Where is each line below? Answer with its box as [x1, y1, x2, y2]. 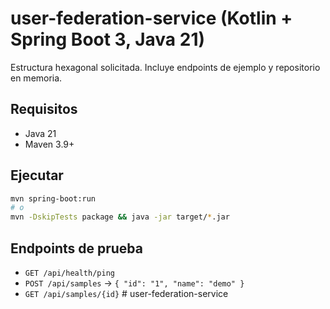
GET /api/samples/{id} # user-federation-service [24, 288, 229, 299]
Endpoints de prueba [10, 240, 143, 257]
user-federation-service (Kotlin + [10, 7, 293, 30]
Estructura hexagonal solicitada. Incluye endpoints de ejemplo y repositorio [10, 61, 321, 73]
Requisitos [10, 101, 78, 118]
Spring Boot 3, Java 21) [10, 28, 206, 51]
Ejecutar [10, 167, 64, 184]
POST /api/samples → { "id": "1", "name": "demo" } [24, 277, 245, 289]
